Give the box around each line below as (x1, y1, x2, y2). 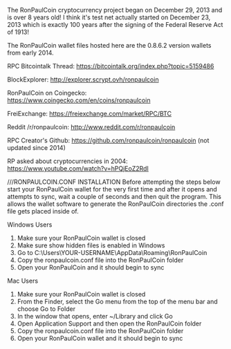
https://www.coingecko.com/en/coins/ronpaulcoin (7, 96, 151, 104)
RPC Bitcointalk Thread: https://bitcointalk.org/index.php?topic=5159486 (7, 62, 214, 70)
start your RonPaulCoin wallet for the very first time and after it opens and (7, 185, 218, 193)
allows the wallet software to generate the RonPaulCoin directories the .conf (7, 200, 224, 208)
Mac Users (7, 276, 39, 285)
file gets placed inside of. (7, 207, 80, 215)
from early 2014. (7, 48, 54, 57)
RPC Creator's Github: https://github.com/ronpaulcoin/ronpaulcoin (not (7, 136, 210, 144)
